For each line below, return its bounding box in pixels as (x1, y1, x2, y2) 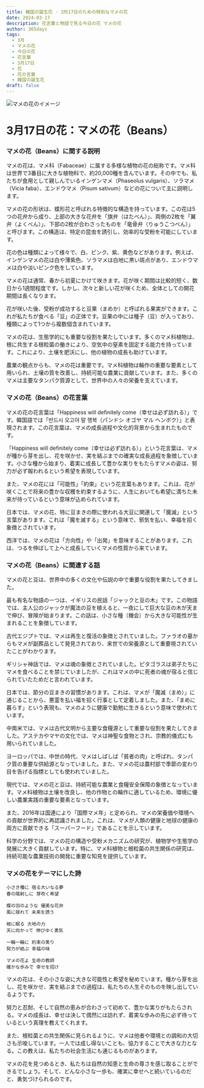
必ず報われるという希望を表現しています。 (16, 467, 123, 474)
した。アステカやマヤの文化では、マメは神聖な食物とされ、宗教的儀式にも (6, 732, 194, 739)
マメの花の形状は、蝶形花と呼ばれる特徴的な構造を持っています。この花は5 (6, 205, 196, 213)
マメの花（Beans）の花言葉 (6, 394, 88, 402)
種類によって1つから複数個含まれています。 (6, 321, 114, 328)
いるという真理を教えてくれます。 (6, 1019, 91, 1026)
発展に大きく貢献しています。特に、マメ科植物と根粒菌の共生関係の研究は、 (6, 845, 198, 852)
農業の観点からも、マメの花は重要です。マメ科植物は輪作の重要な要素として (6, 361, 198, 369)
